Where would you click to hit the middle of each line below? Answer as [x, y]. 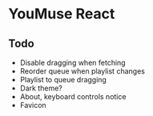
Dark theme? [41, 88]
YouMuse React [62, 14]
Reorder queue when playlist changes [83, 71]
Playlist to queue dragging [63, 80]
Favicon [33, 105]
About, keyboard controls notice [73, 96]
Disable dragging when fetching [72, 62]
